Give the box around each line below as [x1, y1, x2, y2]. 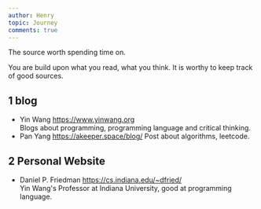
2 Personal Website [8, 154, 106, 167]
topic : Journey [8, 19, 58, 27]
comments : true [8, 26, 58, 34]
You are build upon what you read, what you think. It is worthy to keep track [8, 63, 253, 72]
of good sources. [8, 71, 64, 81]
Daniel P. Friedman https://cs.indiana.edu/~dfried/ [19, 175, 182, 185]
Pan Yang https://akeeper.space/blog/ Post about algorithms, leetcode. [19, 131, 250, 141]
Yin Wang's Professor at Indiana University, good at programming [19, 184, 232, 192]
